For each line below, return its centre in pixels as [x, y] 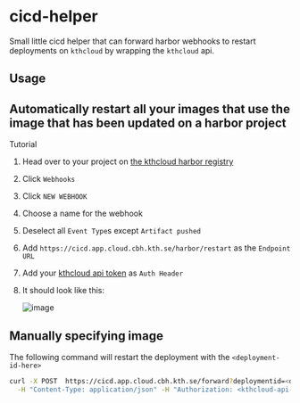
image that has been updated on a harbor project [148, 123]
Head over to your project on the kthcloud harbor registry [128, 161]
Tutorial [23, 144]
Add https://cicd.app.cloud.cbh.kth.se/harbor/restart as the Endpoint [156, 248]
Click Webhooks [49, 179]
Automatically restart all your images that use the [150, 109]
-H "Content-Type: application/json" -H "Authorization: [125, 390]
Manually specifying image [86, 336]
